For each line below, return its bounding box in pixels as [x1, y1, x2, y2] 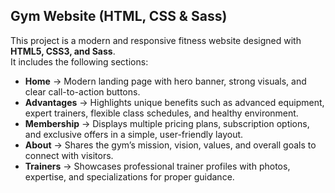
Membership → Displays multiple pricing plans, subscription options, [24, 117, 310, 129]
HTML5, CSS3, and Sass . [10, 45, 116, 57]
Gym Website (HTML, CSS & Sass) [10, 8, 228, 25]
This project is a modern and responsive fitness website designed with [10, 34, 302, 46]
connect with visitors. [24, 149, 114, 161]
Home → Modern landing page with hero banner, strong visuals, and [24, 75, 307, 87]
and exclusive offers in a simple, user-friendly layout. [24, 128, 244, 140]
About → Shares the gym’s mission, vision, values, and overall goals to [24, 139, 317, 151]
